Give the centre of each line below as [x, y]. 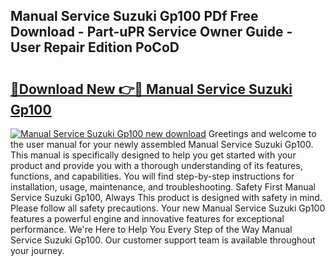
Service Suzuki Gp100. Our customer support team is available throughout [163, 240]
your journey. [37, 250]
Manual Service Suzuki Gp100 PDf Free [134, 16]
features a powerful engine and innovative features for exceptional [147, 218]
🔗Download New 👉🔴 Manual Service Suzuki [151, 89]
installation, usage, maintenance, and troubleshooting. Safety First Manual [163, 187]
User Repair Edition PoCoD [95, 47]
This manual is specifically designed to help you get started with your [153, 155]
